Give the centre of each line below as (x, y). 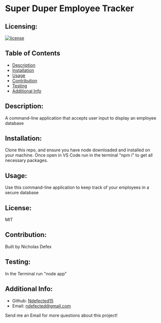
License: (18, 208)
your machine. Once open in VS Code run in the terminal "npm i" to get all (79, 155)
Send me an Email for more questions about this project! (61, 315)
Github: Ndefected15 (33, 301)
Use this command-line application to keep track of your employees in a (77, 187)
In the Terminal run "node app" (36, 273)
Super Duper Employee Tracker (70, 9)
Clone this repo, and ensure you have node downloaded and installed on (78, 150)
